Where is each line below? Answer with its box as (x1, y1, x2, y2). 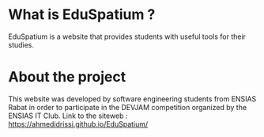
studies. (8, 40, 34, 49)
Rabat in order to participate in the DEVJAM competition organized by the (8, 102, 247, 112)
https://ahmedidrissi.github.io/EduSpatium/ (8, 119, 149, 128)
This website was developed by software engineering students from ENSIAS (8, 93, 257, 104)
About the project (8, 68, 126, 86)
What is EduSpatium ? (8, 6, 156, 24)
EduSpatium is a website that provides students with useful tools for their (8, 32, 247, 41)
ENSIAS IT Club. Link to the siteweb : (8, 111, 128, 120)
